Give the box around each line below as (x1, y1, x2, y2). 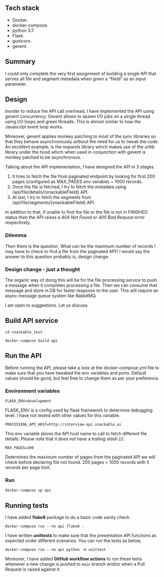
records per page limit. (5, 464, 51, 470)
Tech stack (5, 4, 40, 12)
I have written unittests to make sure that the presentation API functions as (5, 533, 157, 539)
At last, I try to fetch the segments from (12, 194, 92, 200)
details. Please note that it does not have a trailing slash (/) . (5, 436, 125, 442)
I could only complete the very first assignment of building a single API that (5, 70, 157, 76)
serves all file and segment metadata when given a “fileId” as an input (5, 76, 146, 82)
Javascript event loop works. (5, 124, 64, 130)
